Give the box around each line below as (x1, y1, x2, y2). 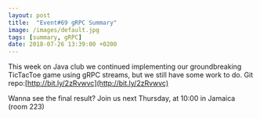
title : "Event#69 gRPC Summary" (8, 19, 117, 27)
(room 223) (8, 102, 45, 112)
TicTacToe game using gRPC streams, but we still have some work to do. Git (8, 70, 254, 80)
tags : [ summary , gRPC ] (8, 33, 82, 41)
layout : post (8, 11, 51, 20)
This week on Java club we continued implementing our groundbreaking (8, 62, 242, 71)
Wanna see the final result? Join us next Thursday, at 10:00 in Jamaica (8, 94, 236, 103)
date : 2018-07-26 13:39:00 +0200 (8, 41, 117, 48)
